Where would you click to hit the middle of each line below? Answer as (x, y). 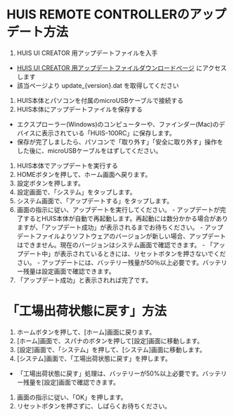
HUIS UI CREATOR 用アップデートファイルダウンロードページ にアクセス (122, 68)
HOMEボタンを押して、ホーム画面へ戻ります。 (84, 174)
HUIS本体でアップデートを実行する (67, 166)
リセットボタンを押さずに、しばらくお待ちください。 (94, 406)
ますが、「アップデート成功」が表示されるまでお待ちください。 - (110, 227)
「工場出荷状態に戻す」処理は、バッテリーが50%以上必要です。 (110, 373)
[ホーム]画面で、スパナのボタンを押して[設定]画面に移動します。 (110, 341)
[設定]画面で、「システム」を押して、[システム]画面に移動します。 (111, 349)
